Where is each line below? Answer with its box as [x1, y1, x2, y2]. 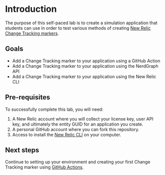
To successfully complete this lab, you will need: [5, 106, 103, 112]
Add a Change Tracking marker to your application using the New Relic [12, 73, 157, 80]
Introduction [5, 3, 57, 15]
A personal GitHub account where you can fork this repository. [12, 126, 139, 132]
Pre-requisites [5, 93, 50, 102]
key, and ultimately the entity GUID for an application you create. [12, 121, 144, 127]
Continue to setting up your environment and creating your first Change [5, 159, 151, 165]
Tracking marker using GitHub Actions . [5, 164, 84, 170]
